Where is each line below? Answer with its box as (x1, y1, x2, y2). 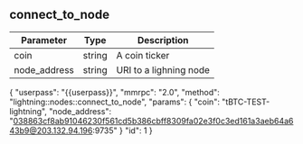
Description (137, 33, 189, 46)
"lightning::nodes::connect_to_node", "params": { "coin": (9, 96, 220, 107)
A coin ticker (116, 49, 170, 61)
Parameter (21, 33, 68, 46)
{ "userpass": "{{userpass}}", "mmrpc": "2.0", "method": (9, 86, 220, 97)
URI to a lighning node (116, 63, 211, 76)
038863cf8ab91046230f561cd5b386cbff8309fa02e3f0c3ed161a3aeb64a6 (13, 115, 294, 126)
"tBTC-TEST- (221, 96, 270, 107)
